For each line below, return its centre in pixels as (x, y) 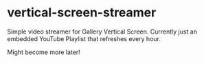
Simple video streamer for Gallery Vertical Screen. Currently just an (102, 32)
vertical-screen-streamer (82, 13)
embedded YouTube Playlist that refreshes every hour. (84, 38)
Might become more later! (44, 52)
